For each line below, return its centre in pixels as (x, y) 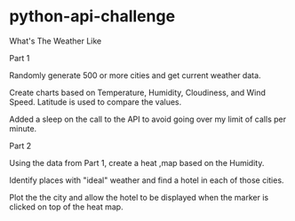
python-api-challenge (92, 16)
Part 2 (20, 146)
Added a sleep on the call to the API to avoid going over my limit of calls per (148, 119)
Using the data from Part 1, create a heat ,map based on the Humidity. (137, 162)
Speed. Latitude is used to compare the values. (96, 102)
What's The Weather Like (56, 41)
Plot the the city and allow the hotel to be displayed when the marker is (139, 197)
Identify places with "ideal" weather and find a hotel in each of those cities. (147, 180)
